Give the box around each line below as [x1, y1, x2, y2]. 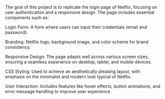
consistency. [5, 44, 31, 50]
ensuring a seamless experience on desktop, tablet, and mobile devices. [5, 59, 152, 65]
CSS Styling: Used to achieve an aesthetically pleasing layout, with [5, 68, 140, 74]
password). [5, 30, 28, 35]
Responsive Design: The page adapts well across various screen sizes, [5, 54, 149, 60]
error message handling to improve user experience [5, 89, 111, 94]
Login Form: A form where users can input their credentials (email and [5, 24, 147, 30]
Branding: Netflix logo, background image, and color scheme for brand [5, 39, 149, 45]
